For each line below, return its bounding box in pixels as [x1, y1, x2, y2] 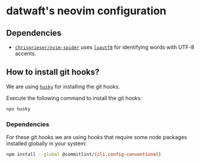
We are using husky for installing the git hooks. [6, 83, 121, 90]
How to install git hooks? [6, 67, 100, 77]
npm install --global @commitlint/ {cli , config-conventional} [6, 151, 162, 157]
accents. [14, 50, 36, 57]
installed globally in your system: [6, 140, 87, 147]
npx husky [6, 106, 31, 112]
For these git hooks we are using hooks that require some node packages [6, 133, 187, 140]
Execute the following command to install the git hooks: [6, 94, 142, 102]
